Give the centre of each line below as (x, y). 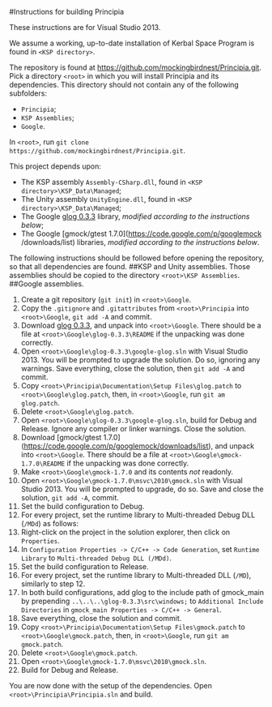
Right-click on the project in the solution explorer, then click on (125, 532)
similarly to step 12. (53, 584)
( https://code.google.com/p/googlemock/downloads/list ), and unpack (137, 446)
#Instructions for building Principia (67, 12)
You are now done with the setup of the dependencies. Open (111, 686)
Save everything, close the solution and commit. (101, 618)
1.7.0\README (43, 464)
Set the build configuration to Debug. (83, 506)
